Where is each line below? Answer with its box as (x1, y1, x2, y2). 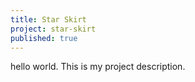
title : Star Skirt (10, 14, 87, 25)
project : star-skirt (10, 24, 97, 34)
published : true (10, 33, 78, 43)
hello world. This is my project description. (10, 61, 186, 73)
